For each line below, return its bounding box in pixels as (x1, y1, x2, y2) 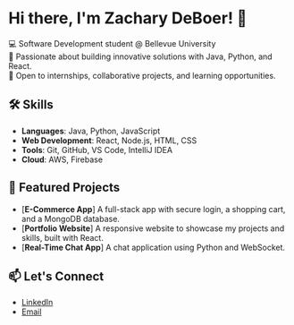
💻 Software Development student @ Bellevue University (8, 38, 216, 48)
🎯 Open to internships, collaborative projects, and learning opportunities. (8, 70, 276, 81)
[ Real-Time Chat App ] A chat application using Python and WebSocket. (21, 242, 286, 252)
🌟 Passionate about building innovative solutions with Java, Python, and (8, 51, 273, 62)
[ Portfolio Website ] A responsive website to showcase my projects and (21, 223, 285, 234)
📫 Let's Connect (8, 269, 105, 284)
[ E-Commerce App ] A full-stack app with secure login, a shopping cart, (21, 203, 286, 214)
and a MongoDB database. (21, 213, 120, 224)
